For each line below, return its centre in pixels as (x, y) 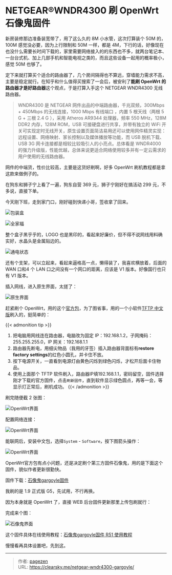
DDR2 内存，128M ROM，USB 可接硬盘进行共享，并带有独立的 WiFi (89, 124)
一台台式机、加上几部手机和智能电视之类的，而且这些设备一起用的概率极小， (86, 57)
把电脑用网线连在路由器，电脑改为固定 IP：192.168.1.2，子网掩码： (82, 335)
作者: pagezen (33, 561)
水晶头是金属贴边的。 (41, 241)
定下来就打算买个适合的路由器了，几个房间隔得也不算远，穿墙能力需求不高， (86, 75)
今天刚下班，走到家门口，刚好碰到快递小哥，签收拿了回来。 (68, 202)
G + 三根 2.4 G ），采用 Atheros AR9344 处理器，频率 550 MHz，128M (92, 118)
